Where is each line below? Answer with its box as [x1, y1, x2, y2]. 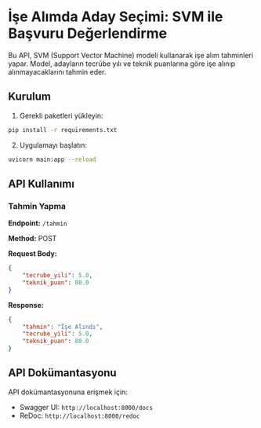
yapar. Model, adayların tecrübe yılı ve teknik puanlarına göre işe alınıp [8, 59, 236, 68]
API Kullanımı [8, 177, 74, 190]
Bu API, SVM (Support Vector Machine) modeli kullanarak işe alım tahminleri [8, 50, 253, 60]
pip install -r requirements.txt [8, 126, 118, 134]
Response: [8, 300, 45, 309]
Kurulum [8, 90, 52, 104]
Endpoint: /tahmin [8, 218, 67, 228]
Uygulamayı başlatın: [19, 140, 88, 149]
